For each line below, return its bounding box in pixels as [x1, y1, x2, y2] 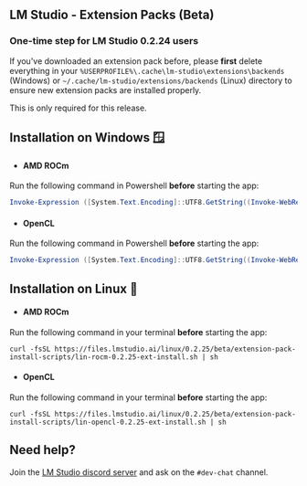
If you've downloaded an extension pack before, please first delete [9, 55, 263, 67]
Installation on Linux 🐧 [9, 280, 139, 296]
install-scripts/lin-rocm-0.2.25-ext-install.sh [9, 352, 198, 362]
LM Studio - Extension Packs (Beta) [9, 7, 215, 23]
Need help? [9, 442, 76, 458]
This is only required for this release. [9, 102, 148, 113]
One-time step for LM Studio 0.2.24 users [9, 35, 199, 48]
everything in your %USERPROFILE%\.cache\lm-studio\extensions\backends [9, 65, 285, 76]
